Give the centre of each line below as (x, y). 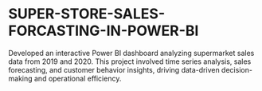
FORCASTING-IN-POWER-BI (104, 31)
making (21, 78)
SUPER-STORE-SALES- (87, 14)
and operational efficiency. (78, 78)
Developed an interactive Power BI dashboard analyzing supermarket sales (131, 53)
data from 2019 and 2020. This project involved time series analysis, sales (130, 61)
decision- (237, 69)
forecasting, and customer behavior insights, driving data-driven (114, 69)
